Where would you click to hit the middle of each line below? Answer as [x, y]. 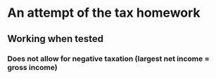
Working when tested [56, 39]
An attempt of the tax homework [104, 13]
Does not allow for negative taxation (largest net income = [108, 59]
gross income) [32, 67]
